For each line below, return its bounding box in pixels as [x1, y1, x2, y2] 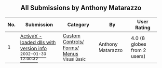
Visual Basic [62, 56, 86, 62]
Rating [135, 24, 150, 31]
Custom [62, 32, 81, 39]
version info [20, 45, 47, 52]
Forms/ [62, 44, 79, 51]
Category [67, 21, 90, 28]
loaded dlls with [20, 39, 56, 45]
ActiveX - [20, 33, 42, 40]
